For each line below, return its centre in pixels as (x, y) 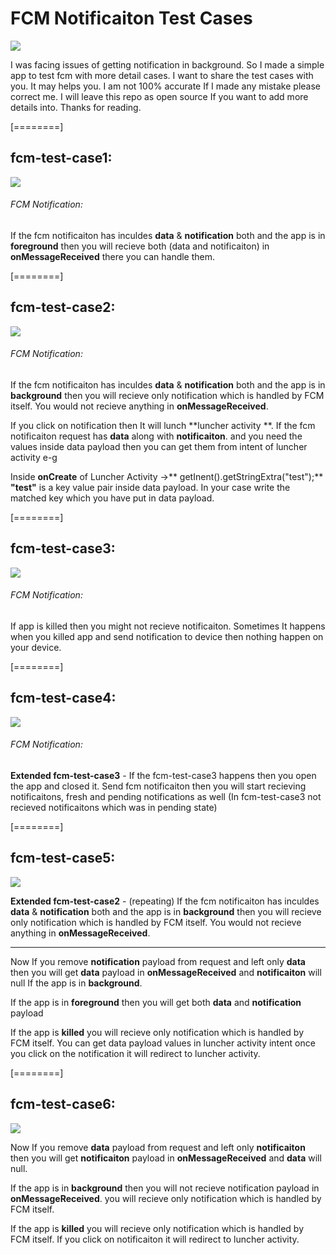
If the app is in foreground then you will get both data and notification (156, 1002)
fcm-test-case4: (63, 698)
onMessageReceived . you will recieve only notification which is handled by (166, 1198)
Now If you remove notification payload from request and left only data (158, 961)
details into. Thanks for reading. (76, 107)
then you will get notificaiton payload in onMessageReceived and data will (166, 1158)
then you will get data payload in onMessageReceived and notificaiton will (166, 972)
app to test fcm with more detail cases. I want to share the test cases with (162, 75)
